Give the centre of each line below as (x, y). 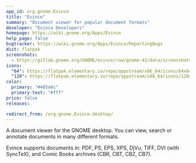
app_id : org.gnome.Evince (37, 11)
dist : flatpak (23, 49)
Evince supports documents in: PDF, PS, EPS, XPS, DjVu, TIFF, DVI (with (93, 148)
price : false (22, 98)
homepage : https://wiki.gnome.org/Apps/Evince (64, 33)
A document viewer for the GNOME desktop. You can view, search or (89, 130)
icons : (14, 65)
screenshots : (22, 55)
